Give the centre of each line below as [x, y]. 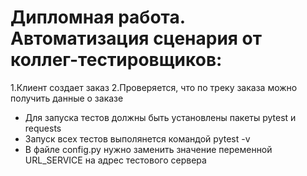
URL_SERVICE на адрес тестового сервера [115, 160]
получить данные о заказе [67, 98]
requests [43, 128]
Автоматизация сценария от [136, 38]
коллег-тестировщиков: [116, 60]
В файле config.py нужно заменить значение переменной [148, 149]
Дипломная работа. [98, 17]
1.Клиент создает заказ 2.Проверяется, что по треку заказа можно [154, 87]
